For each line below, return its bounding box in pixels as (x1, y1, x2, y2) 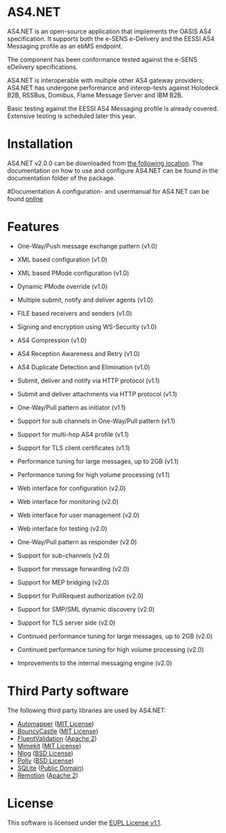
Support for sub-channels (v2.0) (17, 551, 110, 559)
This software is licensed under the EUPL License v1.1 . (7, 818, 162, 827)
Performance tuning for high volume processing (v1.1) (17, 470, 171, 479)
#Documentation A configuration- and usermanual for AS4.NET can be (7, 187, 209, 195)
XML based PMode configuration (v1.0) (17, 269, 130, 277)
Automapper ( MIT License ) (17, 719, 94, 727)
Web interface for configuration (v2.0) (17, 484, 126, 492)
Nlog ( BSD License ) (17, 749, 74, 757)
